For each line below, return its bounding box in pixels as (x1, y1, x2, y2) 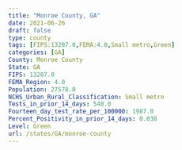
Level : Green (8, 122, 51, 130)
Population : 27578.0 (8, 85, 77, 94)
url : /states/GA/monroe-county (8, 129, 112, 137)
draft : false (8, 26, 51, 34)
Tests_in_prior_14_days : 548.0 (8, 100, 112, 108)
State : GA (8, 63, 41, 71)
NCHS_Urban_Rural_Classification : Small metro (8, 93, 165, 101)
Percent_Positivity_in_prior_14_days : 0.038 (8, 115, 157, 123)
